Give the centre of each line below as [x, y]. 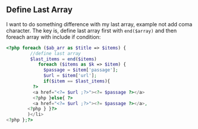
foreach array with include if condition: [54, 37]
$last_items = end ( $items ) [63, 59]
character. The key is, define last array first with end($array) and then [92, 30]
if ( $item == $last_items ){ [77, 81]
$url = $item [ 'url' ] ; [70, 76]
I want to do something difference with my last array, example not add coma [99, 24]
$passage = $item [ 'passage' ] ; [81, 70]
